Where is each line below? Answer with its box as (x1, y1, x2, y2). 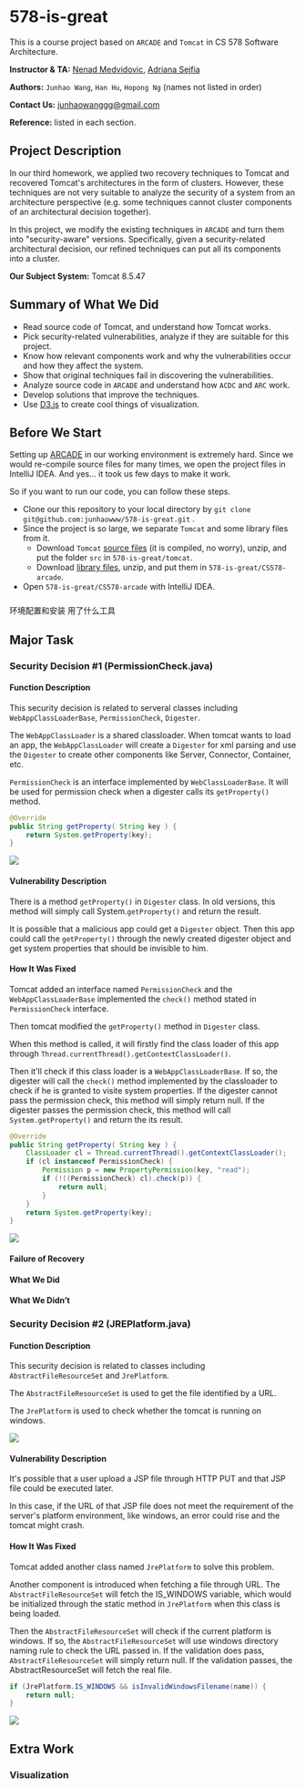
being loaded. (9, 1608, 62, 1618)
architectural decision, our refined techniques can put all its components (9, 243, 281, 254)
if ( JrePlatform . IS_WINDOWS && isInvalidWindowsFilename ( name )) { (9, 1681, 267, 1691)
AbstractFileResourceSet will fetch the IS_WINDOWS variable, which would (9, 1588, 292, 1599)
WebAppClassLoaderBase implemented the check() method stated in (9, 993, 257, 1004)
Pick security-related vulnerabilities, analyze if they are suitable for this (22, 331, 290, 342)
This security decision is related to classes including (9, 1361, 206, 1372)
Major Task (9, 632, 75, 648)
